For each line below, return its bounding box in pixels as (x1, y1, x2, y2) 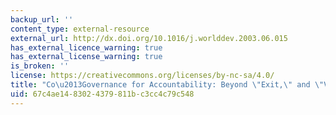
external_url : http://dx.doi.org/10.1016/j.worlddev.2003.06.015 (10, 33, 288, 43)
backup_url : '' (10, 14, 74, 25)
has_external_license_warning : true (10, 52, 163, 62)
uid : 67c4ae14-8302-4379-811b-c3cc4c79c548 (10, 89, 195, 99)
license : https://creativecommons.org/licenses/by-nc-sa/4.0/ (10, 71, 275, 81)
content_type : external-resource (10, 24, 150, 34)
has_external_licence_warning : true (10, 42, 163, 53)
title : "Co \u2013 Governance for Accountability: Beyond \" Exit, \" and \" (10, 80, 325, 90)
